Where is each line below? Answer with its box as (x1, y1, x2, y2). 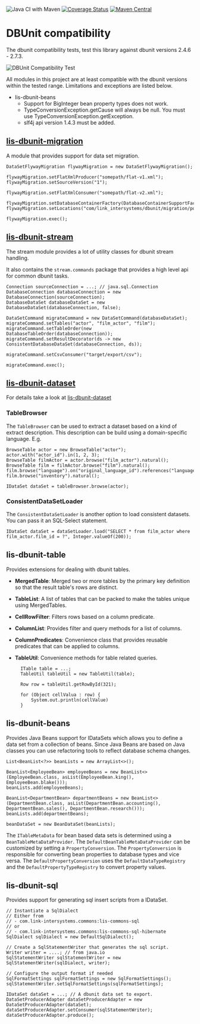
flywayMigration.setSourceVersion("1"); (6, 179, 108, 185)
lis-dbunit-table (6, 550, 66, 560)
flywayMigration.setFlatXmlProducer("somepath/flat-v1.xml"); (6, 174, 164, 180)
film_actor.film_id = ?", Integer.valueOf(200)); (6, 533, 132, 539)
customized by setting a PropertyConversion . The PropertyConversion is (6, 844, 182, 852)
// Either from (6, 913, 44, 919)
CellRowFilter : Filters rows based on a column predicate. (14, 613, 155, 620)
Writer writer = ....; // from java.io (6, 949, 105, 956)
